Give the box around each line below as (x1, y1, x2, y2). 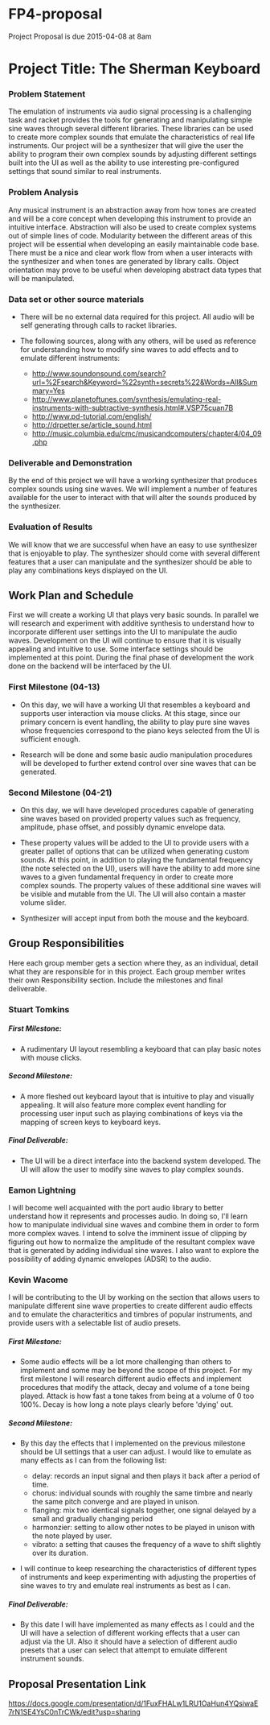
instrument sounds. (19, 1654, 84, 1664)
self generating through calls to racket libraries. (19, 321, 178, 330)
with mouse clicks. (19, 1053, 82, 1062)
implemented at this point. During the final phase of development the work (8, 653, 255, 663)
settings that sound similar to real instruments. (8, 167, 162, 176)
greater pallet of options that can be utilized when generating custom (19, 846, 250, 856)
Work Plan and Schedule (8, 589, 134, 602)
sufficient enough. (19, 734, 81, 743)
